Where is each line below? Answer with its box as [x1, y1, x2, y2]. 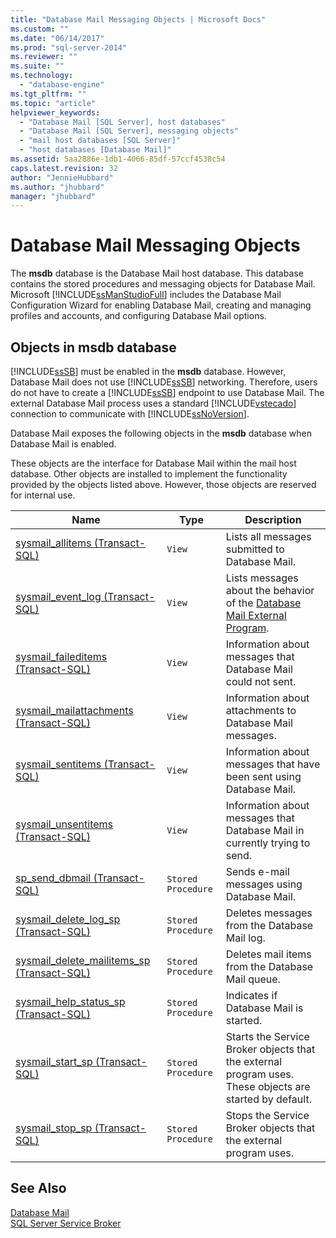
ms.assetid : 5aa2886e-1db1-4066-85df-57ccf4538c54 [10, 154, 226, 164]
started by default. [225, 1092, 312, 1106]
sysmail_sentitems [15, 757, 102, 771]
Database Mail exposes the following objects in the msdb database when [10, 427, 313, 439]
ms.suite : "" [10, 61, 65, 71]
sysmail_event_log [15, 590, 102, 603]
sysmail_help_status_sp [15, 995, 126, 1008]
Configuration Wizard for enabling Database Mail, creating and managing [10, 299, 312, 311]
